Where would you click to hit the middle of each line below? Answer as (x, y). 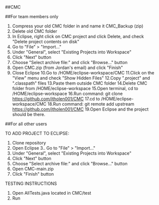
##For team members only (32, 16)
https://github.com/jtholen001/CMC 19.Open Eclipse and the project (80, 109)
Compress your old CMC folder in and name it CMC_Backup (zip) (78, 26)
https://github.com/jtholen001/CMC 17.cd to (56, 99)
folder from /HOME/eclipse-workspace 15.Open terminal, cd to (75, 88)
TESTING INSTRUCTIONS (31, 183)
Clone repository (29, 143)
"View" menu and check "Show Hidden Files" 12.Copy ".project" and (81, 78)
